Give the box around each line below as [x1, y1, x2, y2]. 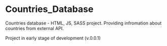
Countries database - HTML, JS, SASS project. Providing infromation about [5, 20, 162, 26]
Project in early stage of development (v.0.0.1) [5, 35, 101, 41]
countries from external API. [5, 25, 64, 31]
